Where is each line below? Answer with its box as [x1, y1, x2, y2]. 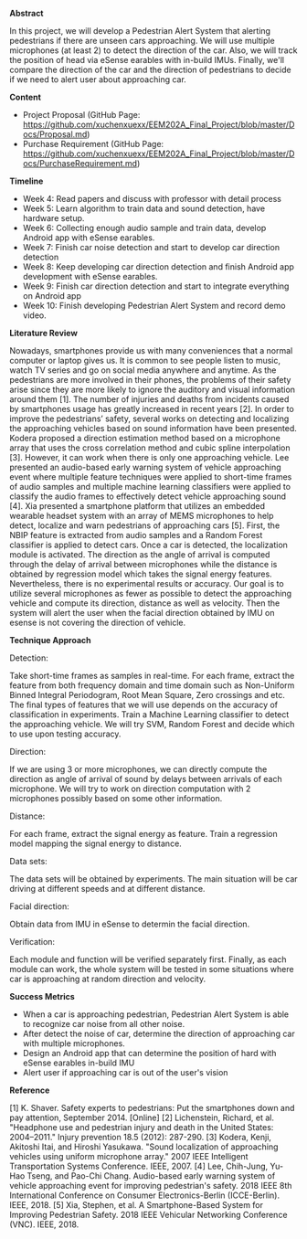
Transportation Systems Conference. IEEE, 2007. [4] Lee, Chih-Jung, [9, 1160, 269, 1171]
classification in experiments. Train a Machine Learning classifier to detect [9, 709, 290, 720]
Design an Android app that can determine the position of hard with [22, 1048, 277, 1058]
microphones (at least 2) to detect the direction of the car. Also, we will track [9, 45, 298, 56]
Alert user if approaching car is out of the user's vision [22, 1067, 228, 1077]
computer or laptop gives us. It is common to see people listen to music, [9, 355, 281, 365]
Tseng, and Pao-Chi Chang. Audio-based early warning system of [26, 1170, 276, 1181]
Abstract [9, 8, 44, 18]
